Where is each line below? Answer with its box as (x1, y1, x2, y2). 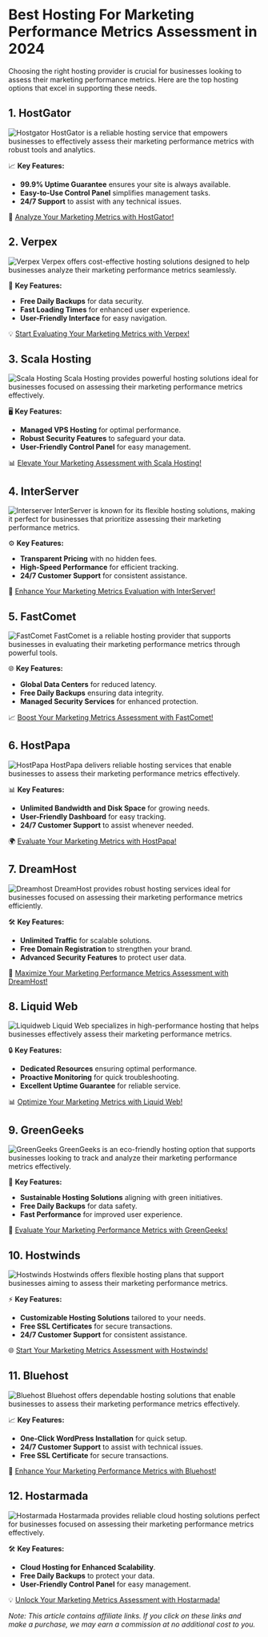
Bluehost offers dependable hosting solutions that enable (46, 1390, 236, 1400)
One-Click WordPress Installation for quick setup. (19, 1433, 188, 1443)
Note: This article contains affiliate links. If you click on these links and (8, 1611, 242, 1620)
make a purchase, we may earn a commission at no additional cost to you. (8, 1619, 256, 1629)
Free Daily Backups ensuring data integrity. (19, 688, 164, 697)
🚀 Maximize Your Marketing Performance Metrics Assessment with (8, 968, 230, 977)
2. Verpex (8, 235, 58, 249)
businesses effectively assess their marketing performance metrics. (8, 1029, 232, 1039)
